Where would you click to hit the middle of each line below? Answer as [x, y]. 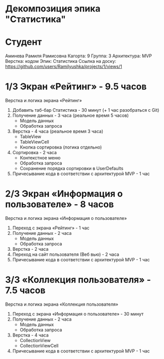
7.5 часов [25, 290]
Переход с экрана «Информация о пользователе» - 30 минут [78, 314]
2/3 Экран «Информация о [64, 194]
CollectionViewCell [39, 346]
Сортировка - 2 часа [35, 153]
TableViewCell [34, 142]
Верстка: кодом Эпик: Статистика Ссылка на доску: [61, 61]
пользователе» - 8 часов [60, 204]
